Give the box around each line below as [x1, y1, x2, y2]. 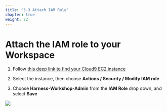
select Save [12, 91, 37, 97]
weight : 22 [5, 17, 28, 22]
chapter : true [5, 12, 35, 17]
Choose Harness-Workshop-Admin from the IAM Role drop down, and [12, 85, 162, 91]
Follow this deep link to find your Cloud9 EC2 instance [12, 66, 126, 72]
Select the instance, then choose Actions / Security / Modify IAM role [12, 76, 159, 82]
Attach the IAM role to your [5, 38, 121, 50]
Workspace [5, 49, 55, 61]
